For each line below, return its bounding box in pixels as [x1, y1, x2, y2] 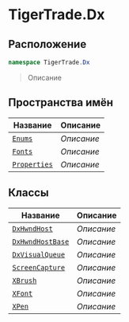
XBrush [12, 276, 37, 285]
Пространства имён [8, 96, 113, 109]
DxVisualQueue [12, 249, 66, 259]
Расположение [8, 37, 87, 51]
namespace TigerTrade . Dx [8, 58, 90, 66]
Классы [8, 186, 49, 200]
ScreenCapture [12, 263, 66, 272]
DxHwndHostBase [12, 237, 70, 246]
